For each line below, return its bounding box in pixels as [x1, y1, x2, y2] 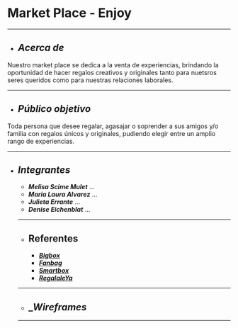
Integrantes [17, 164, 71, 176]
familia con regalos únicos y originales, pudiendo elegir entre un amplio [7, 129, 216, 137]
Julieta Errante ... [28, 198, 81, 206]
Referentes [28, 232, 79, 244]
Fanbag [38, 259, 62, 267]
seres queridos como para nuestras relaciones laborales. [7, 76, 174, 84]
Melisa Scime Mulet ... [28, 183, 96, 191]
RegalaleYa [38, 274, 73, 283]
